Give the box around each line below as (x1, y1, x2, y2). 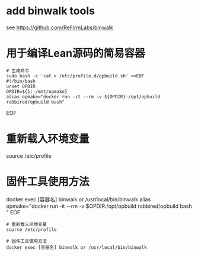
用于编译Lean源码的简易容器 (6, 46, 145, 60)
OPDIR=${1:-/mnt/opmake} (6, 88, 68, 95)
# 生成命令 (6, 67, 30, 74)
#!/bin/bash (6, 78, 36, 84)
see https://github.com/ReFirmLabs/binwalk (6, 24, 114, 31)
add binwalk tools (6, 4, 95, 18)
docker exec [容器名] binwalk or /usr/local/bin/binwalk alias (6, 195, 151, 203)
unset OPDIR (6, 83, 36, 89)
